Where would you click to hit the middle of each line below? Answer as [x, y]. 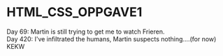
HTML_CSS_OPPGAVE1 [74, 12]
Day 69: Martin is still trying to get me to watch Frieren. [86, 31]
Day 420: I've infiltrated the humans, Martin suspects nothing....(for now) [111, 38]
